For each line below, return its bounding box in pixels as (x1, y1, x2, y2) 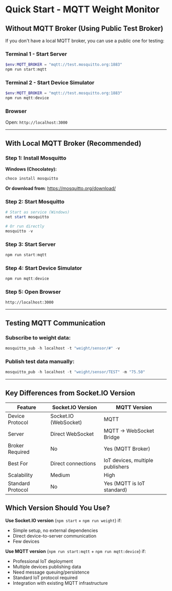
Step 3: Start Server (5, 240, 56, 247)
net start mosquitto (5, 215, 50, 220)
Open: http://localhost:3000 (5, 119, 68, 125)
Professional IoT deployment (12, 558, 73, 564)
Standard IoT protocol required (12, 574, 78, 581)
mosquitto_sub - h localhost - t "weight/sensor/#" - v (5, 346, 120, 351)
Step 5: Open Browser (5, 289, 61, 296)
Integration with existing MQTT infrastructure (12, 580, 108, 586)
